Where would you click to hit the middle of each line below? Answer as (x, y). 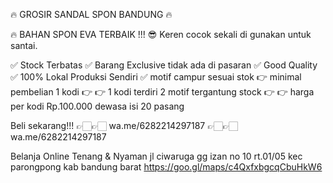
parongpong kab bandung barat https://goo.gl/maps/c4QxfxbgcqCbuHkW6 (166, 167)
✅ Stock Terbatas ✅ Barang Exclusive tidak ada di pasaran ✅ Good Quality (164, 65)
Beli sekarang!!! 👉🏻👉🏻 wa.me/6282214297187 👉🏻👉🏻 (124, 125)
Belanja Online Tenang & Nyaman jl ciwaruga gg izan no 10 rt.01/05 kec (156, 156)
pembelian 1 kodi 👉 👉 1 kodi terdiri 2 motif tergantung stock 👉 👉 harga (162, 92)
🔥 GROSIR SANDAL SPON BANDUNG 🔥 (91, 14)
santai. (24, 45)
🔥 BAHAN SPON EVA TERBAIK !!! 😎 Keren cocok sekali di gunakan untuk (161, 34)
